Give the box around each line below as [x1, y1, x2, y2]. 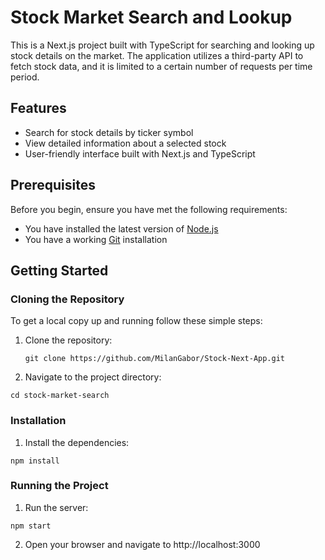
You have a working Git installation [24, 233, 168, 245]
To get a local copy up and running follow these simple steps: [10, 315, 263, 327]
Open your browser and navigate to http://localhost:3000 [24, 538, 261, 550]
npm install [10, 456, 60, 466]
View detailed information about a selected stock [24, 137, 227, 149]
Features [10, 100, 67, 117]
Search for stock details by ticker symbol [24, 126, 194, 138]
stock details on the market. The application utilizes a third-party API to [10, 49, 304, 61]
